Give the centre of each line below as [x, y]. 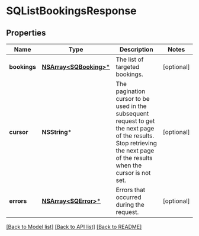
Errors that [131, 190]
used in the [131, 106]
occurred [129, 197]
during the [130, 205]
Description [136, 50]
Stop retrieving [136, 143]
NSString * [57, 132]
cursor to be [133, 99]
